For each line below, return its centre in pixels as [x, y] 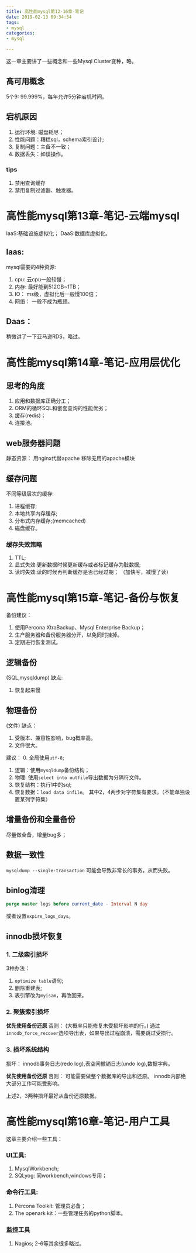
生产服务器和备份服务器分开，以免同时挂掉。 [68, 635]
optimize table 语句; [39, 980]
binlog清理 [25, 890]
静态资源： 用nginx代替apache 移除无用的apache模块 [71, 458]
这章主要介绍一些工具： [34, 1139]
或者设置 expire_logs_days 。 [40, 916]
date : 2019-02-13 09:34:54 [39, 17]
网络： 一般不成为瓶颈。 [44, 301]
